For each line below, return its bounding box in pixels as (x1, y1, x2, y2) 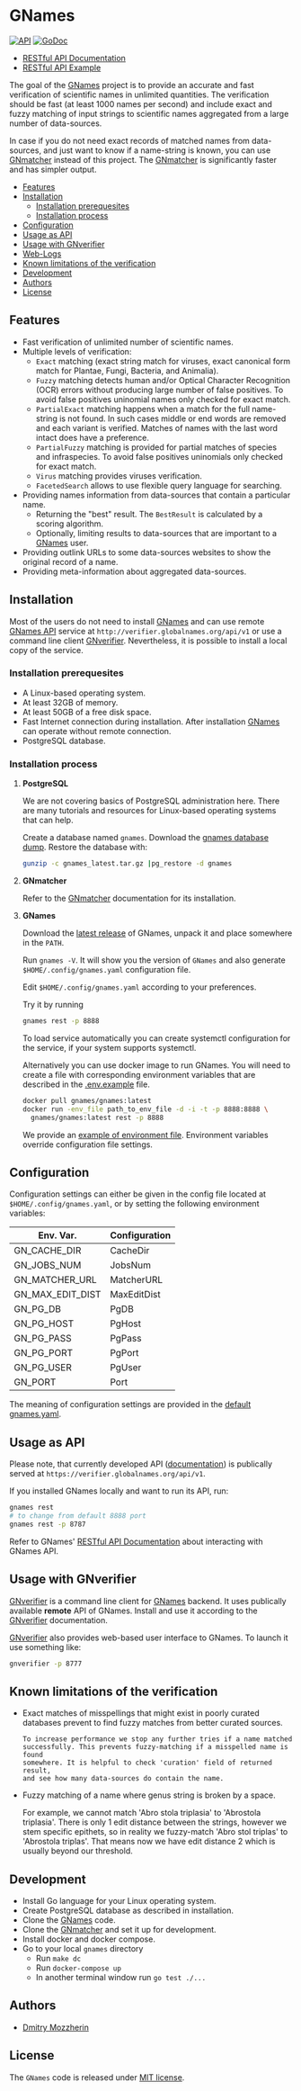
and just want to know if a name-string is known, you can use (43, 145, 271, 156)
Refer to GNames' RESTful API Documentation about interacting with (9, 1536, 263, 1547)
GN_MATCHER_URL (13, 1274, 97, 1287)
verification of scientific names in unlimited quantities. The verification (9, 89, 270, 100)
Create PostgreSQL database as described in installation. (22, 1905, 235, 1916)
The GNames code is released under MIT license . (9, 2071, 185, 2083)
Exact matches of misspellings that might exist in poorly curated (22, 1708, 260, 1719)
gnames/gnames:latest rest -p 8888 (31, 1113, 164, 1122)
